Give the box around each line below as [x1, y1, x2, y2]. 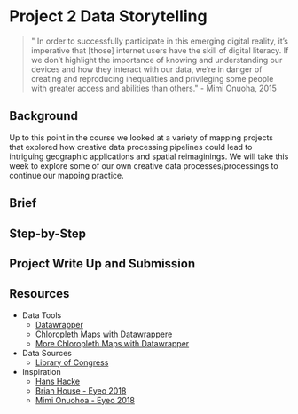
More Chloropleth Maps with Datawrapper [35, 338, 190, 348]
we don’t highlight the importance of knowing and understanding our [30, 54, 283, 65]
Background [9, 108, 78, 123]
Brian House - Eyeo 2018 [35, 385, 127, 396]
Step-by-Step [9, 226, 87, 241]
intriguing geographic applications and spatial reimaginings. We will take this [9, 151, 289, 162]
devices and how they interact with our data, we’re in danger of [30, 64, 263, 75]
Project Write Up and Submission [9, 256, 196, 271]
